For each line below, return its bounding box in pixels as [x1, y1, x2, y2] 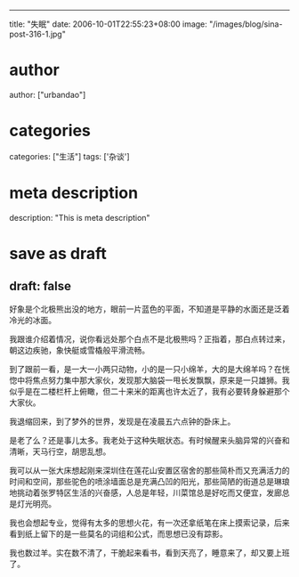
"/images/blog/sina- [208, 19, 283, 29]
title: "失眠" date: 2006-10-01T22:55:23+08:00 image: [9, 19, 207, 29]
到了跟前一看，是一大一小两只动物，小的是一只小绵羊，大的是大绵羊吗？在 [9, 363, 282, 374]
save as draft [9, 244, 107, 264]
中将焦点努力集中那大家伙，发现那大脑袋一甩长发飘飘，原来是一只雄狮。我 [16, 375, 290, 386]
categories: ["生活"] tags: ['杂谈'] [9, 150, 131, 161]
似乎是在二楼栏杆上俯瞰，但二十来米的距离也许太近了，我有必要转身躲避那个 [9, 386, 290, 396]
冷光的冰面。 [9, 314, 56, 325]
